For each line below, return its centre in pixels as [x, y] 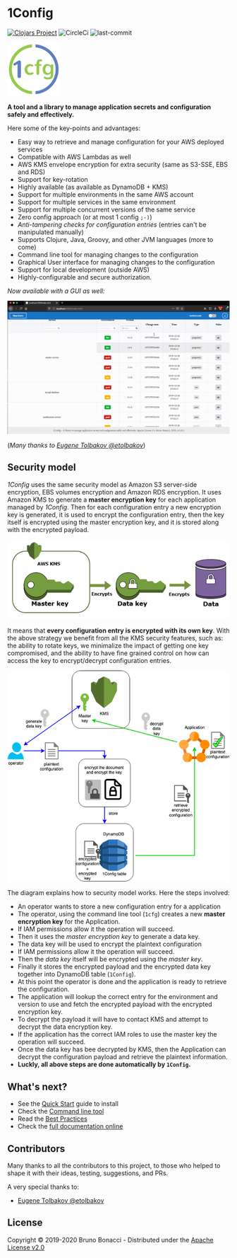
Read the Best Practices [53, 1119]
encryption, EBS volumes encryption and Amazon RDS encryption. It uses [115, 492]
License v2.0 [26, 1247]
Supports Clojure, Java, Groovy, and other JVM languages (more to [115, 239]
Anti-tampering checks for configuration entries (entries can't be [112, 224]
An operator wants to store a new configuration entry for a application [119, 906]
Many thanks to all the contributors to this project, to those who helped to [114, 1166]
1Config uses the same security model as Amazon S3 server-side [102, 484]
